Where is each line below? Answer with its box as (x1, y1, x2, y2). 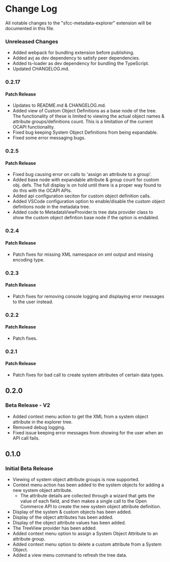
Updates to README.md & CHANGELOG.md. (12, 102, 107, 108)
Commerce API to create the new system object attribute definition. (20, 504, 161, 510)
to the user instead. (12, 299, 53, 305)
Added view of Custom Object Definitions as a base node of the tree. (12, 108, 157, 114)
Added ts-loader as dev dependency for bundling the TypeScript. (12, 61, 150, 67)
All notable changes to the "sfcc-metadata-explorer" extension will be (5, 20, 152, 26)
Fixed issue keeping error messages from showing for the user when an (12, 429, 163, 435)
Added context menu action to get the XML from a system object (12, 413, 149, 420)
